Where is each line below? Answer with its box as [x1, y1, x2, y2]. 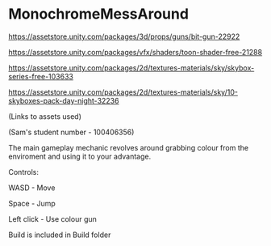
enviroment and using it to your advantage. [8, 151, 152, 161]
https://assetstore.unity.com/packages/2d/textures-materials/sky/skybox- [8, 62, 255, 73]
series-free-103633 [8, 71, 74, 81]
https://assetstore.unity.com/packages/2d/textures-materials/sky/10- [8, 87, 238, 97]
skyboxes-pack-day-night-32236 [8, 95, 119, 105]
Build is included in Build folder [8, 230, 111, 240]
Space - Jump [8, 198, 56, 208]
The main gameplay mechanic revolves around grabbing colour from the [8, 142, 248, 152]
